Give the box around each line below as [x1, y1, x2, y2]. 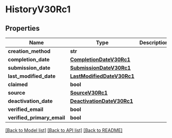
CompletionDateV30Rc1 [70, 56, 131, 63]
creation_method [8, 48, 51, 55]
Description [139, 39, 169, 46]
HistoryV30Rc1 [5, 4, 71, 15]
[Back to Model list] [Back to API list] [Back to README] [5, 127, 123, 133]
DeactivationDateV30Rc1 [70, 98, 134, 104]
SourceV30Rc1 [70, 89, 108, 96]
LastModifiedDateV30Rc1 [70, 73, 135, 80]
